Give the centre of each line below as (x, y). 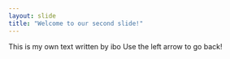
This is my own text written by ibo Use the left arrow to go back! (115, 46)
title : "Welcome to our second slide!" (76, 23)
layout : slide (33, 16)
